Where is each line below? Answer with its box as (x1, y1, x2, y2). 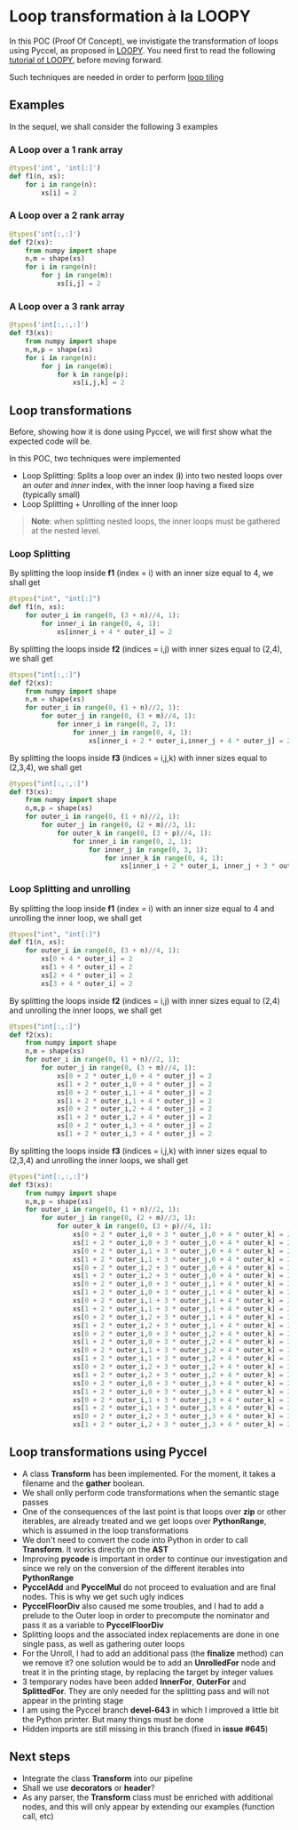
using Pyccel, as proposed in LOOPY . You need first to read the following (9, 44, 276, 55)
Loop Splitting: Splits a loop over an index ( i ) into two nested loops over (21, 470, 284, 481)
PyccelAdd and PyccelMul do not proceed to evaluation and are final (21, 1581, 277, 1593)
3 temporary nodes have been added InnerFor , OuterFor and (21, 1676, 247, 1687)
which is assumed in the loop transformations (21, 1525, 189, 1536)
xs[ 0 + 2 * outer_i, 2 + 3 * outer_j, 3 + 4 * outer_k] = (72, 1412, 284, 1421)
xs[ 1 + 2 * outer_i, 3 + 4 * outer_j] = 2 (56, 1129, 213, 1139)
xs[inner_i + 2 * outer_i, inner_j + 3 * (120, 862, 276, 871)
